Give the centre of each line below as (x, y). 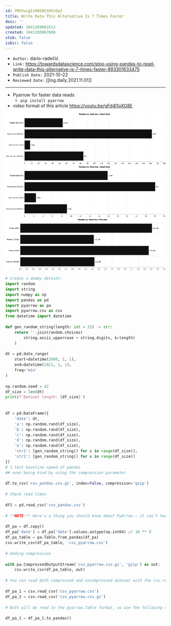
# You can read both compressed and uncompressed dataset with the (78, 580)
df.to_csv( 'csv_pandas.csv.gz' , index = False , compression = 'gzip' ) (77, 483)
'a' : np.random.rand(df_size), (48, 424)
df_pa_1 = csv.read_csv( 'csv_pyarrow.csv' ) (52, 591)
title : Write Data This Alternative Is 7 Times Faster (65, 16)
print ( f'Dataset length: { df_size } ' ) (45, 397)
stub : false (18, 38)
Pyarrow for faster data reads (44, 95)
